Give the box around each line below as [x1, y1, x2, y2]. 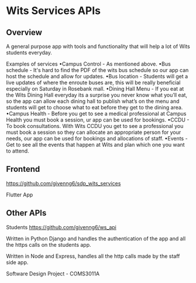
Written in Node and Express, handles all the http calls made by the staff [6, 253, 180, 260]
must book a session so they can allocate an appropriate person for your [6, 129, 181, 136]
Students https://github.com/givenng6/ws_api [6, 223, 117, 230]
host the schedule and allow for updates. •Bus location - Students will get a [6, 73, 188, 80]
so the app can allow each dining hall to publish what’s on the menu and [6, 98, 180, 105]
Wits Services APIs [6, 4, 101, 18]
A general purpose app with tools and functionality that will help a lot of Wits [6, 43, 190, 50]
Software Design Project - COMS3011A [6, 270, 100, 277]
